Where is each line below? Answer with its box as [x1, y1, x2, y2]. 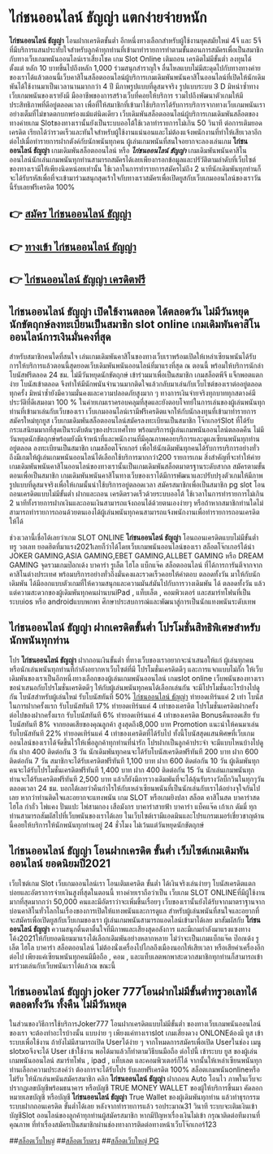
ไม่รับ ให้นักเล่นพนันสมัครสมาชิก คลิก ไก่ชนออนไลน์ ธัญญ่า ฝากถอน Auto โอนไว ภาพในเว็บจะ [9, 1074, 262, 1084]
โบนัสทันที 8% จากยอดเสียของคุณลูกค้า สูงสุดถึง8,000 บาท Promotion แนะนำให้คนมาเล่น [9, 719, 259, 728]
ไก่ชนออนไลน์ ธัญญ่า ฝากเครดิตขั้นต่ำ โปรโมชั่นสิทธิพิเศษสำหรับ [9, 621, 261, 635]
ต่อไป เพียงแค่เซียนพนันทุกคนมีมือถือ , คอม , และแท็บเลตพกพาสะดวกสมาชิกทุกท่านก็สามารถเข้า [9, 951, 263, 961]
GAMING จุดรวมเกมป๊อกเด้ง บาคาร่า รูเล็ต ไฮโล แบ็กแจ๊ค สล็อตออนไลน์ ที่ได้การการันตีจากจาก [9, 560, 263, 570]
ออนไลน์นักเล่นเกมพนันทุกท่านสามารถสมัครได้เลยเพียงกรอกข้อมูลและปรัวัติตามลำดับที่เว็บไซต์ [9, 155, 257, 164]
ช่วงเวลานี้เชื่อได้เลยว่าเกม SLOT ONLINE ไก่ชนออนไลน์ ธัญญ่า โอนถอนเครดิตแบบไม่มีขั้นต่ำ [9, 532, 259, 542]
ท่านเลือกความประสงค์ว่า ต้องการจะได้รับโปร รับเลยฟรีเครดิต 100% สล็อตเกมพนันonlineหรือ [9, 1064, 261, 1074]
